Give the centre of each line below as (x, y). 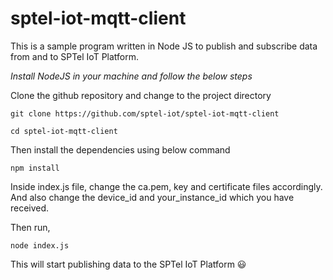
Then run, (30, 227)
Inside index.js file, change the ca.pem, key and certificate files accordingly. (166, 186)
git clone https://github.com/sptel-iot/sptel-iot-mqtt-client (145, 113)
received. (30, 208)
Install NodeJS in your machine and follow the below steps (131, 76)
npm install (35, 168)
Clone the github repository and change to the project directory (141, 95)
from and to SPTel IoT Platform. (75, 56)
